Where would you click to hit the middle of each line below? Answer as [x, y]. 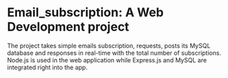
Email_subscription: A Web [86, 13]
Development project [68, 27]
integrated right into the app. [47, 67]
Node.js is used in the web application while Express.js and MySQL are [107, 60]
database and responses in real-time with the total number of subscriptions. [114, 53]
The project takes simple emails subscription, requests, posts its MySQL [109, 45]
